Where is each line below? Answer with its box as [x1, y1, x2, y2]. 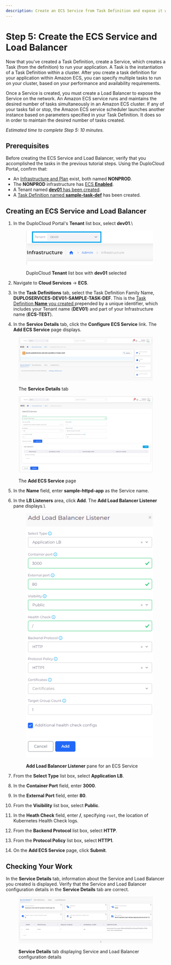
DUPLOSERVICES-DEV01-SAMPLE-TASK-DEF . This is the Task [13, 295, 146, 301]
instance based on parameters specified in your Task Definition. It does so [6, 112, 161, 118]
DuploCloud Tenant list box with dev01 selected [25, 270, 127, 276]
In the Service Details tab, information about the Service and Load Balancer [6, 876, 164, 882]
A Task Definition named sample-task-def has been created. [13, 192, 141, 198]
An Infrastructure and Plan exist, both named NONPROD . [13, 176, 132, 182]
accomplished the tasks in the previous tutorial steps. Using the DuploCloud [6, 160, 164, 167]
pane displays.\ [13, 503, 46, 509]
